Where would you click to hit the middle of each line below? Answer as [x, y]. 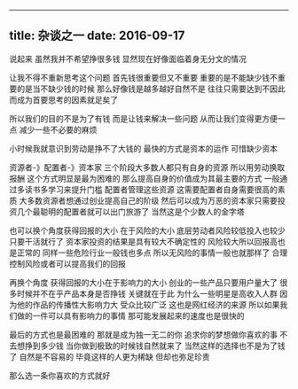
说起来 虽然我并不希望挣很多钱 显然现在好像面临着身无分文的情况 [128, 58]
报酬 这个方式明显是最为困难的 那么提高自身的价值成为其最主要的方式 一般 [145, 178]
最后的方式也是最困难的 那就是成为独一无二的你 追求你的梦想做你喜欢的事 [143, 334]
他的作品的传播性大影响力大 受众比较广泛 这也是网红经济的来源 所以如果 [148, 304]
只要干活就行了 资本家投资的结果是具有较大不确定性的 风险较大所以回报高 [143, 241]
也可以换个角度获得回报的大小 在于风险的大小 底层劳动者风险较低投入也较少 [147, 230]
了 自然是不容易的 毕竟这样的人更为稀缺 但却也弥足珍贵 [110, 356]
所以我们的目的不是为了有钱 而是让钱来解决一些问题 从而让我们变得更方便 [143, 118]
